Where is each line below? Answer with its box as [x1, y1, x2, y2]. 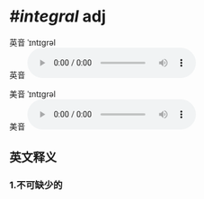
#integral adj [9, 6, 106, 27]
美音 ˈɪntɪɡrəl [9, 88, 57, 99]
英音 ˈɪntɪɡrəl [9, 37, 57, 48]
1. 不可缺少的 [9, 179, 63, 192]
